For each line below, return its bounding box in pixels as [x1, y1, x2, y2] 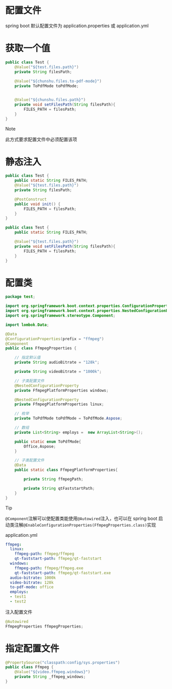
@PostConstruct [14, 197, 47, 202]
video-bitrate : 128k [10, 580, 54, 585]
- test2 [10, 599, 27, 604]
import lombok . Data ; [5, 322, 50, 327]
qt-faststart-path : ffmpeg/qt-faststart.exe [14, 570, 111, 575]
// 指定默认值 [14, 355, 41, 360]
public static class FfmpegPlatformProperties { [14, 467, 118, 473]
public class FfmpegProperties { [5, 346, 77, 351]
